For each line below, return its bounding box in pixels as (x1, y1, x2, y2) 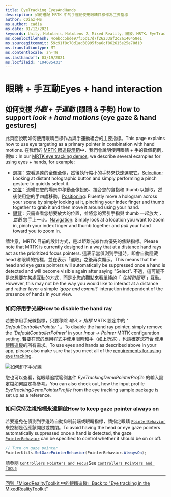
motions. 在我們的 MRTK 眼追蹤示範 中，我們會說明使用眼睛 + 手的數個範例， (5, 147, 166, 153)
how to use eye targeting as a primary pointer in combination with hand (5, 141, 155, 147)
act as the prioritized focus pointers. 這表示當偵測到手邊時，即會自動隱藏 (5, 250, 158, 256)
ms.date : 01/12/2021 (5, 26, 49, 32)
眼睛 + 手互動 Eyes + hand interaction (5, 83, 163, 95)
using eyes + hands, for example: (5, 159, 75, 165)
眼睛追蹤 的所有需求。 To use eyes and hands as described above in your (5, 342, 157, 348)
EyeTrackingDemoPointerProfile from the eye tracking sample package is (5, 386, 159, 393)
